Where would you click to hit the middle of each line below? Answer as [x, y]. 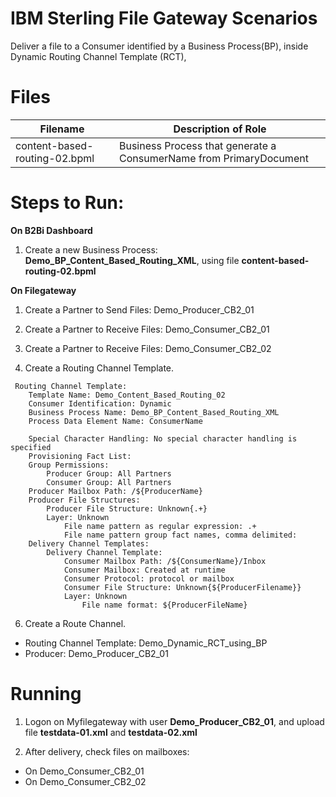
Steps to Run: [67, 203]
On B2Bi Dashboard [51, 230]
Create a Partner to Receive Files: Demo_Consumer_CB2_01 [147, 329]
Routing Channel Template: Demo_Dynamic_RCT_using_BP [146, 643]
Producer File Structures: [84, 500]
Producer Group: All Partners [109, 473]
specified [31, 447]
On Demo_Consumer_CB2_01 [84, 771]
